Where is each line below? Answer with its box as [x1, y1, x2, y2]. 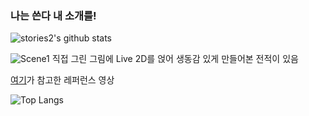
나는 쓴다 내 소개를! [10, 8, 97, 22]
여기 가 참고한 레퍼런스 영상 [10, 74, 115, 86]
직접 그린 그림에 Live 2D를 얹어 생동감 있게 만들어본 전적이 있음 [51, 53, 299, 65]
